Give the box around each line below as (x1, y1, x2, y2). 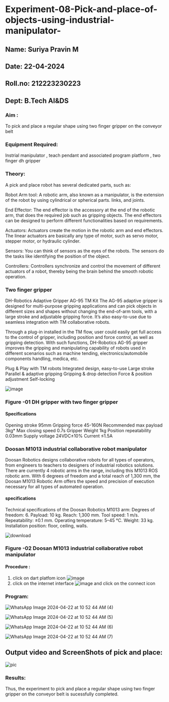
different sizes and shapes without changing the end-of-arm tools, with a (5, 308, 157, 314)
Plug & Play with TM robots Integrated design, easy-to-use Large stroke (5, 365, 154, 371)
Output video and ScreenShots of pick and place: (5, 648, 163, 657)
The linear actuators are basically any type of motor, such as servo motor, (5, 232, 159, 239)
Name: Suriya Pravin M (5, 45, 79, 53)
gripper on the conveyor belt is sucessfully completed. (5, 691, 119, 697)
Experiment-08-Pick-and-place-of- (5, 4, 158, 15)
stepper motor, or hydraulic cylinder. (5, 238, 81, 244)
